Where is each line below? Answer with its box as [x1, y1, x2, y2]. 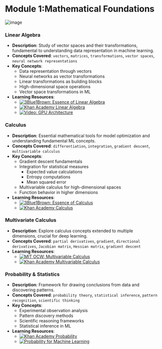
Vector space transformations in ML [19, 89, 91, 95]
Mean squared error [26, 179, 67, 185]
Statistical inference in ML [19, 323, 72, 329]
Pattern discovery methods [19, 313, 74, 318]
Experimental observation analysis [19, 308, 88, 314]
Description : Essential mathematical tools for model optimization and [12, 132, 150, 139]
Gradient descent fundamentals [19, 159, 83, 164]
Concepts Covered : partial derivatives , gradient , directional [12, 238, 140, 244]
